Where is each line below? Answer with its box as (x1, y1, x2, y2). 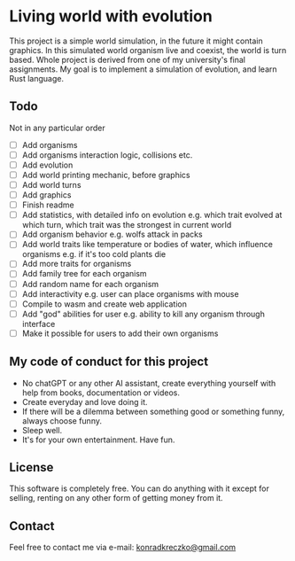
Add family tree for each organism (21, 269, 148, 279)
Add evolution (21, 160, 74, 170)
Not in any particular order (9, 122, 105, 133)
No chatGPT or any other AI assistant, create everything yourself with (21, 378, 276, 388)
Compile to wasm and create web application (21, 299, 188, 309)
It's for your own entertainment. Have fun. (21, 434, 175, 445)
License (9, 460, 54, 475)
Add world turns (21, 180, 82, 190)
